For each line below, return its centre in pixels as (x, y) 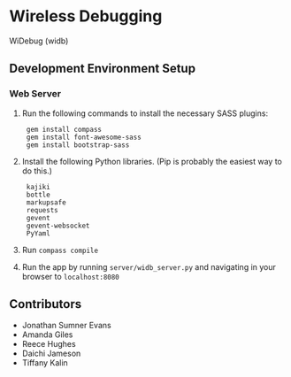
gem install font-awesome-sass (84, 137)
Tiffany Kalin (45, 363)
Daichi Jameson (51, 354)
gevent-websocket (58, 226)
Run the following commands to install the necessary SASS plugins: (145, 113)
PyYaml (38, 233)
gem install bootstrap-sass (78, 145)
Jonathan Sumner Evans (67, 326)
